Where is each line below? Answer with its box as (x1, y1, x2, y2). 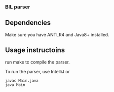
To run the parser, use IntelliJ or (5, 68, 70, 74)
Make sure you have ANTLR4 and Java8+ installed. (5, 31, 110, 37)
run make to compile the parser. (5, 59, 70, 65)
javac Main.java (5, 78, 38, 83)
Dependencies (5, 19, 51, 27)
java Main (5, 82, 26, 87)
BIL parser (5, 3, 31, 10)
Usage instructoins (5, 46, 65, 55)
